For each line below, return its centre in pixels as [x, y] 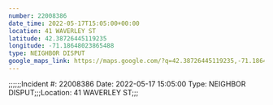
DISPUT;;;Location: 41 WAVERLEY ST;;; [74, 92]
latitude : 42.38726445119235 [58, 38]
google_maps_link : [39, 61]
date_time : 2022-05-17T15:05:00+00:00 [74, 23]
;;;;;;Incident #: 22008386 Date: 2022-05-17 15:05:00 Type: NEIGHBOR [127, 84]
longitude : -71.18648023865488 [61, 46]
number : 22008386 [38, 16]
